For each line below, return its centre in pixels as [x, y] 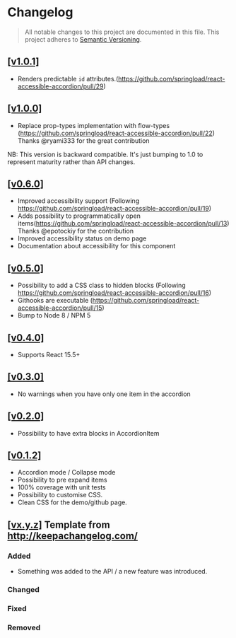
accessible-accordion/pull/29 [60, 86]
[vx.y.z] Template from [59, 524]
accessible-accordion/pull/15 [60, 308]
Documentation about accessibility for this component [96, 246]
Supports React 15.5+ [49, 355]
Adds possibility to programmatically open [79, 216]
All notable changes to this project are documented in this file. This [122, 32]
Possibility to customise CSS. [60, 495]
